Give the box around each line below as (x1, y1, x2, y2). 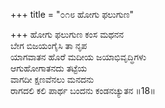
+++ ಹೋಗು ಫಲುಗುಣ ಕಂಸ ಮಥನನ (10, 29, 125, 40)
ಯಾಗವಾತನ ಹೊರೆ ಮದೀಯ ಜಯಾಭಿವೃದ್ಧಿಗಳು (10, 51, 147, 63)
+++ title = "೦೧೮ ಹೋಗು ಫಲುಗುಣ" (10, 9, 135, 20)
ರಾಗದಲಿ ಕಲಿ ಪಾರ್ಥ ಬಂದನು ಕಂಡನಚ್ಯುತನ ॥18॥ (10, 85, 156, 96)
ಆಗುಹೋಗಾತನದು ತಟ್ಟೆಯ (10, 62, 88, 74)
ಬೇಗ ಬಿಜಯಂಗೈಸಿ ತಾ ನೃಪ (10, 40, 88, 51)
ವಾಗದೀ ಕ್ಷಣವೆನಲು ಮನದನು (10, 74, 95, 85)
